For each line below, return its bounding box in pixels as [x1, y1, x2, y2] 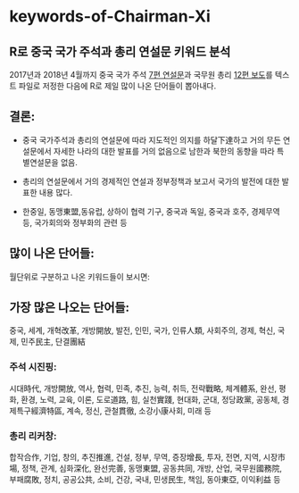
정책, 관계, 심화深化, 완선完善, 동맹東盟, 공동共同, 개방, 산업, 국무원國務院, [21, 463, 283, 474]
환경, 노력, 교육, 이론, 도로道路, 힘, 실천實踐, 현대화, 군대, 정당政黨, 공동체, [21, 394, 280, 405]
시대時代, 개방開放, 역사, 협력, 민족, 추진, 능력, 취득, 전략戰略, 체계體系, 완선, [9, 382, 278, 394]
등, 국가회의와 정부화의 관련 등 [21, 217, 128, 228]
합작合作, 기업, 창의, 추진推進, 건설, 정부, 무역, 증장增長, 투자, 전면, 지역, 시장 [9, 452, 278, 463]
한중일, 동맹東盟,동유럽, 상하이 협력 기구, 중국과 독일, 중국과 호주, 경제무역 [21, 205, 280, 216]
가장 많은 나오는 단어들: [9, 300, 130, 315]
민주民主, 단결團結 [21, 337, 87, 347]
